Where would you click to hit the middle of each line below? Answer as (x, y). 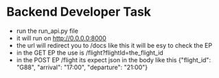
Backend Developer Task (79, 12)
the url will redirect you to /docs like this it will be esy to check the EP (114, 45)
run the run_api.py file (47, 31)
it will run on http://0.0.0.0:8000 (61, 38)
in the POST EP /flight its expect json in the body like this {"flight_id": (113, 60)
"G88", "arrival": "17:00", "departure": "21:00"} (82, 67)
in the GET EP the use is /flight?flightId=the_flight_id (90, 53)
